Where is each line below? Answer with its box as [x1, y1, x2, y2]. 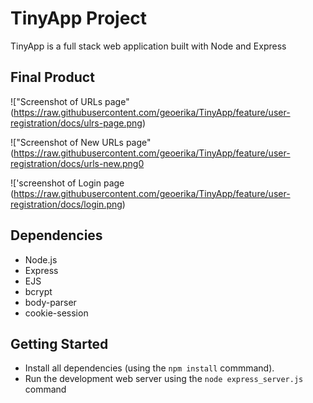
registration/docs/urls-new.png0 [10, 157, 145, 169]
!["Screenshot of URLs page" [10, 95, 130, 107]
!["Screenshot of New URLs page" [10, 136, 152, 148]
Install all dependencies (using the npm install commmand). [24, 362, 275, 374]
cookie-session [24, 307, 89, 319]
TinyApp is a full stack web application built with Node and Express [10, 40, 287, 52]
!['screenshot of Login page [10, 177, 125, 189]
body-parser [24, 296, 77, 308]
